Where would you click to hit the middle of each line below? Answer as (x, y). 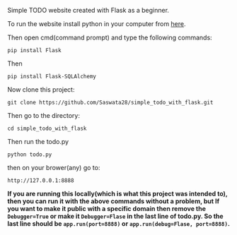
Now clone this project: (41, 90)
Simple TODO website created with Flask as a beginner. (88, 10)
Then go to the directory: (44, 115)
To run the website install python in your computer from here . (97, 24)
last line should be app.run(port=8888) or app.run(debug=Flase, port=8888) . (118, 224)
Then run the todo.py (38, 141)
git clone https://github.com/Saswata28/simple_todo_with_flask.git (110, 102)
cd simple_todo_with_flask (47, 128)
